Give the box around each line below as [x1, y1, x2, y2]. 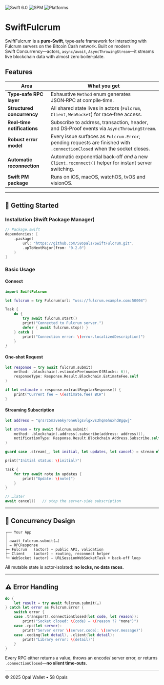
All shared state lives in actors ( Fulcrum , [50, 104, 142, 111]
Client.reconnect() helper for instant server [50, 159, 152, 166]
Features [5, 68, 33, 76]
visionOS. [50, 179, 73, 186]
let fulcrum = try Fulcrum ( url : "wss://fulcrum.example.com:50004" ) [5, 298, 147, 303]
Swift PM [7, 173, 29, 180]
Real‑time [7, 119, 31, 126]
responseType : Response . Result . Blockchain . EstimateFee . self [14, 374, 139, 379]
